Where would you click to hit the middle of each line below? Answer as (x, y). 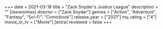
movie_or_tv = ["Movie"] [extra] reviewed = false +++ (58, 22)
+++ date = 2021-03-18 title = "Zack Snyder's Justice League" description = (81, 7)
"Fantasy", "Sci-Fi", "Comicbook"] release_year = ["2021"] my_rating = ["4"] (81, 17)
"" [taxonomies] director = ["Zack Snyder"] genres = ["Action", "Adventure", (81, 12)
